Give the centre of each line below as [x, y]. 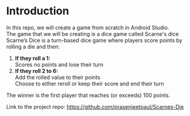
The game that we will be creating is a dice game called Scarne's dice [93, 33]
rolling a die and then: [33, 47]
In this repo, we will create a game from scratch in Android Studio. [88, 28]
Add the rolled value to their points [58, 77]
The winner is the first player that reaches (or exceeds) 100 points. [88, 95]
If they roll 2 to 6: [36, 71]
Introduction [38, 11]
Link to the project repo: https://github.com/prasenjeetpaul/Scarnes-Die [95, 106]
